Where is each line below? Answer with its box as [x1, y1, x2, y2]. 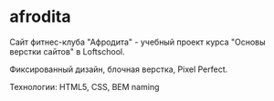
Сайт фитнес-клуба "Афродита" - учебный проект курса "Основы [9, 36, 267, 47]
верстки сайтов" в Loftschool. [9, 45, 125, 56]
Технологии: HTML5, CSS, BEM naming [9, 81, 160, 92]
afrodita [9, 6, 71, 27]
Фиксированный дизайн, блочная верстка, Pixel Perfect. [9, 64, 228, 75]
